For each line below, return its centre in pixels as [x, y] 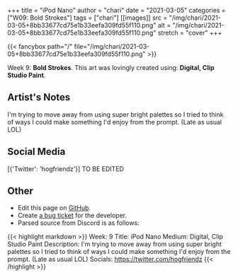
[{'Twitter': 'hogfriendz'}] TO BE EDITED [66, 168]
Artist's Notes [39, 97]
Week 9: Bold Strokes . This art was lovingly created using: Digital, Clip [111, 68]
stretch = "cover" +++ [190, 33]
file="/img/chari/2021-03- [112, 46]
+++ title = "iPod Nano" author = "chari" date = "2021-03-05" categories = [117, 10]
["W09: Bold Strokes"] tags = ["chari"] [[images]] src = [87, 18]
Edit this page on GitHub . [54, 208]
